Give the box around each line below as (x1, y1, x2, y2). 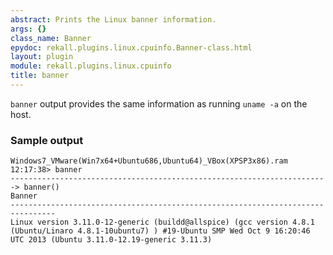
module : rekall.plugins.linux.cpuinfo (10, 61, 172, 71)
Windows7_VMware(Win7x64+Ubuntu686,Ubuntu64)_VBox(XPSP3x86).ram (10, 156, 288, 166)
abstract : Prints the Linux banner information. (10, 14, 217, 25)
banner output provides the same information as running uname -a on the (10, 97, 308, 110)
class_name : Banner (10, 33, 92, 43)
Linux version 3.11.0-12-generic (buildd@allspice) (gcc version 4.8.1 (10, 217, 315, 228)
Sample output (10, 133, 84, 147)
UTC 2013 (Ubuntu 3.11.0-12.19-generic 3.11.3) (10, 235, 213, 245)
